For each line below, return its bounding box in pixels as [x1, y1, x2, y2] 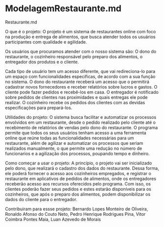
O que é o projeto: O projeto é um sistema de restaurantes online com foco [5, 28, 156, 34]
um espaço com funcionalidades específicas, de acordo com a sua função [5, 73, 156, 79]
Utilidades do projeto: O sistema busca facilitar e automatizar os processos [5, 114, 157, 120]
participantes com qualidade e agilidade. [5, 39, 87, 45]
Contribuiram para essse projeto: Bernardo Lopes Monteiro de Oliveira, [5, 206, 148, 212]
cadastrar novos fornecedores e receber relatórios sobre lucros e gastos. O [5, 84, 158, 90]
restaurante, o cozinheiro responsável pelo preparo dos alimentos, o [5, 53, 143, 59]
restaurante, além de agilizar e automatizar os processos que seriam [5, 140, 143, 146]
